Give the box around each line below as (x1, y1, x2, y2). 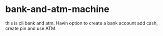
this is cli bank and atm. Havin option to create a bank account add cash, (5, 20, 158, 26)
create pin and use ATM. (5, 25, 57, 31)
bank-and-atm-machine (5, 3, 110, 15)
